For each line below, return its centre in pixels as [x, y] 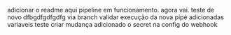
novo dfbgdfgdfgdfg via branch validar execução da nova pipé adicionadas [115, 17]
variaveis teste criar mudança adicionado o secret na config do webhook [112, 24]
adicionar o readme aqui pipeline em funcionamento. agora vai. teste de [111, 10]
